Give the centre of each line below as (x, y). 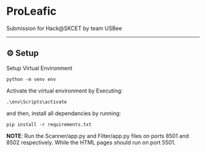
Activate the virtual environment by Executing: (65, 91)
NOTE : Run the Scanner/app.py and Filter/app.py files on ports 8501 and (97, 135)
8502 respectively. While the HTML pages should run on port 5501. (91, 142)
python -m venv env (31, 79)
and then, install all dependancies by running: (64, 113)
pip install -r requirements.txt (49, 124)
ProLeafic (32, 11)
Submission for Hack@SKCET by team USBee (64, 28)
